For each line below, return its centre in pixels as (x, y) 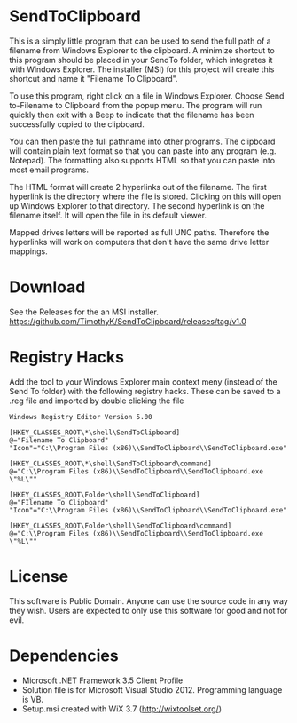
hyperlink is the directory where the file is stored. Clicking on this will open (145, 196)
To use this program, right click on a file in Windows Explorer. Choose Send (147, 96)
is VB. (33, 699)
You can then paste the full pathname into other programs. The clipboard (142, 141)
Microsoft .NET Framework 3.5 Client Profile (102, 680)
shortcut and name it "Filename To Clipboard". (94, 78)
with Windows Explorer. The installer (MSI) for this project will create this (142, 69)
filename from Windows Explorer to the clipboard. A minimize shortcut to (142, 50)
